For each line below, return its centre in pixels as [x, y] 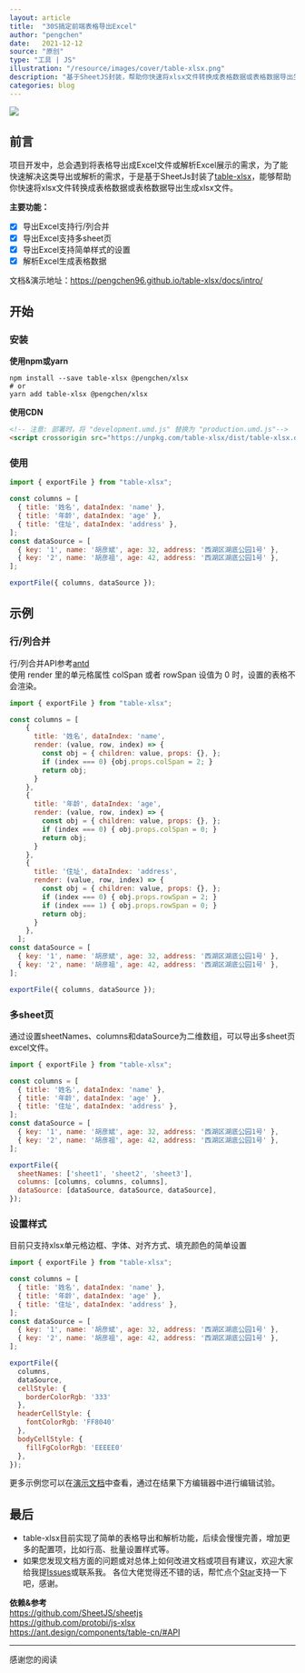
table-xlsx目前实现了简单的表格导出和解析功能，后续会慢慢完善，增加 [152, 1538]
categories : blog [42, 85]
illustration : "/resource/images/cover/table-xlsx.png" [117, 69]
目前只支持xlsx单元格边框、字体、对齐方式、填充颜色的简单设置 [128, 1246]
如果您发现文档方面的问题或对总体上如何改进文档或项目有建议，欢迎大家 [157, 1561]
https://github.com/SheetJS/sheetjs [76, 1613]
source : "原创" [37, 52]
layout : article [40, 18]
